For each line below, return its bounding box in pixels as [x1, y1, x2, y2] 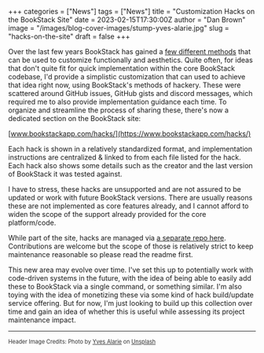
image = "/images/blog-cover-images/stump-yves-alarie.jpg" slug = [8, 24, 229, 32]
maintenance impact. [8, 315, 76, 325]
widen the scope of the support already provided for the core [8, 210, 207, 219]
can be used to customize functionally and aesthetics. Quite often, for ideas [8, 55, 253, 64]
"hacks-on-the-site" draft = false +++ [8, 31, 130, 41]
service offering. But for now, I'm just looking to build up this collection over [8, 299, 253, 307]
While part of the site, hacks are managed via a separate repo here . [8, 233, 226, 242]
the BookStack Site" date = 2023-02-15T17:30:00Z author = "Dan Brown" [8, 15, 246, 24]
